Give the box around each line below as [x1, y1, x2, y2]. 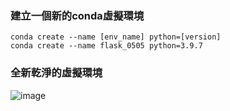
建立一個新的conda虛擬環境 [10, 8, 145, 22]
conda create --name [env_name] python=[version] [10, 32, 222, 42]
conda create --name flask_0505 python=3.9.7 [10, 41, 203, 51]
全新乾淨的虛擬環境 [10, 66, 103, 80]
